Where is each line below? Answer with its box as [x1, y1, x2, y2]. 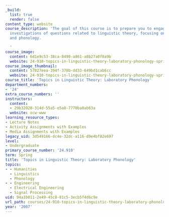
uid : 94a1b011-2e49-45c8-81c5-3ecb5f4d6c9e [5, 195, 98, 200]
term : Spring [5, 152, 33, 158]
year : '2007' [5, 204, 33, 209]
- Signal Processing [10, 190, 53, 195]
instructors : [5, 96, 33, 101]
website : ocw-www [10, 111, 46, 116]
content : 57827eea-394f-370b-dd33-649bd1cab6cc [10, 68, 112, 73]
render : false [10, 17, 39, 22]
